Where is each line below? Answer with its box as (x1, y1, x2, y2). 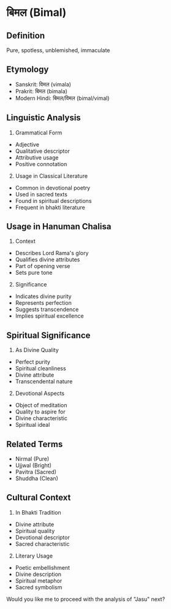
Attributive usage (15, 153, 59, 161)
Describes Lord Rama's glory (15, 250, 89, 257)
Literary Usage (15, 552, 53, 559)
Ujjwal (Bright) (15, 462, 52, 469)
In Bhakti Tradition (15, 508, 61, 516)
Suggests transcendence (15, 306, 79, 313)
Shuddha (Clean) (15, 475, 58, 482)
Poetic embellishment (15, 564, 70, 571)
